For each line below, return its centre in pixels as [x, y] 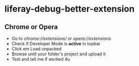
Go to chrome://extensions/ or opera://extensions [61, 38]
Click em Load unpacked [36, 49]
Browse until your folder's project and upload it [59, 54]
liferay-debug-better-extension [69, 9]
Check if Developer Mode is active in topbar [56, 44]
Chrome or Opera [31, 27]
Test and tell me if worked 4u [41, 59]
